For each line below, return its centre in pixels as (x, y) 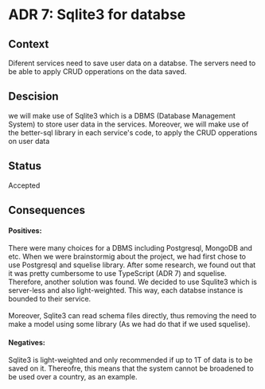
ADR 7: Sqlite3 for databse (97, 15)
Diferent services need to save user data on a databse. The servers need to (132, 63)
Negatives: (27, 342)
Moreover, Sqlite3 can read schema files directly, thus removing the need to (132, 316)
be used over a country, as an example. (73, 377)
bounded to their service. (50, 299)
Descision (33, 97)
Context (29, 44)
